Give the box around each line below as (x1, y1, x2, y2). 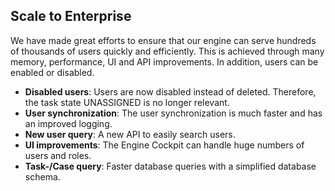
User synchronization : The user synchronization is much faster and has (24, 107, 323, 119)
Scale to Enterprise (10, 8, 132, 25)
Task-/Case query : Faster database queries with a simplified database (24, 160, 317, 172)
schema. (24, 170, 61, 183)
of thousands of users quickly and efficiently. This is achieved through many (10, 45, 325, 57)
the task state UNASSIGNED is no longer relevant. (24, 96, 230, 108)
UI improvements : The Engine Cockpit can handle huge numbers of (24, 139, 305, 151)
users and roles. (24, 149, 92, 161)
